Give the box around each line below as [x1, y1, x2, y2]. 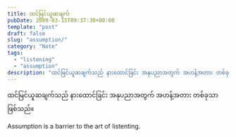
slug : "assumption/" [7, 37, 68, 44]
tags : [7, 50, 23, 57]
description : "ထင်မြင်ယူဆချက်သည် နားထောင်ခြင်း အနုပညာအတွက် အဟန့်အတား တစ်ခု [7, 69, 230, 76]
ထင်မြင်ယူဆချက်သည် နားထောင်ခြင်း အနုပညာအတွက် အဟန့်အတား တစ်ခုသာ [7, 91, 218, 99]
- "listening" [13, 56, 55, 63]
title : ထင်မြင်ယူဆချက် [7, 10, 70, 18]
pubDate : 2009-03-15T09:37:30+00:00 [7, 17, 115, 24]
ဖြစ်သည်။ [7, 104, 34, 112]
